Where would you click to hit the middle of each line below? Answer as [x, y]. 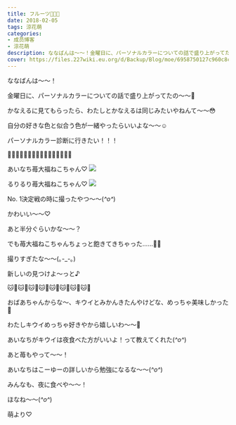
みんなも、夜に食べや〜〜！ [47, 384]
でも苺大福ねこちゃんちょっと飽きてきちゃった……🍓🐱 [84, 243]
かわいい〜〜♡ [29, 214]
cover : [17, 60]
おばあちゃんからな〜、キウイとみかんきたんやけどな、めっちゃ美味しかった [118, 302]
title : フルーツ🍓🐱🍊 [33, 14]
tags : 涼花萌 [25, 27]
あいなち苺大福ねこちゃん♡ [47, 169]
